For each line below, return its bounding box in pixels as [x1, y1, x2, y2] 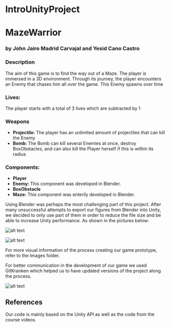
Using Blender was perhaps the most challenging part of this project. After [5, 201, 161, 207]
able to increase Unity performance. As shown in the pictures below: [5, 218, 149, 224]
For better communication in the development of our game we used [5, 262, 147, 269]
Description [5, 58, 35, 66]
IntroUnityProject [5, 4, 80, 15]
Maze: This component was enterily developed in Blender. [12, 192, 135, 198]
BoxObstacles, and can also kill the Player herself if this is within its [12, 146, 154, 152]
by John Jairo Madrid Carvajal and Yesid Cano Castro [5, 45, 140, 52]
